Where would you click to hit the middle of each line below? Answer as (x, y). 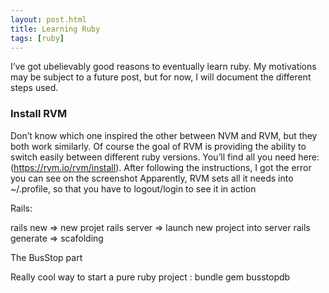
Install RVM (39, 114)
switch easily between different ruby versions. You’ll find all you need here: (165, 157)
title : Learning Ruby (55, 29)
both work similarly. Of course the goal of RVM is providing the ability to (158, 146)
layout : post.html (48, 19)
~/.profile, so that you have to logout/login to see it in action (133, 188)
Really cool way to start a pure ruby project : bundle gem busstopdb (150, 277)
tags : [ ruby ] (37, 38)
